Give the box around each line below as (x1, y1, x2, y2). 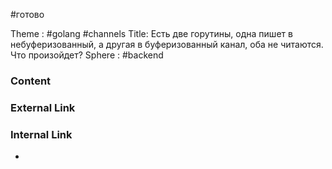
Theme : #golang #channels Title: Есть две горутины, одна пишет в (10, 28, 293, 39)
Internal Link (10, 127, 73, 141)
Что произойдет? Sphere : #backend (10, 49, 164, 61)
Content (10, 74, 52, 88)
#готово (10, 9, 45, 20)
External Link (10, 100, 76, 114)
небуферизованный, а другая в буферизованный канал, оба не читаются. (10, 39, 324, 50)
